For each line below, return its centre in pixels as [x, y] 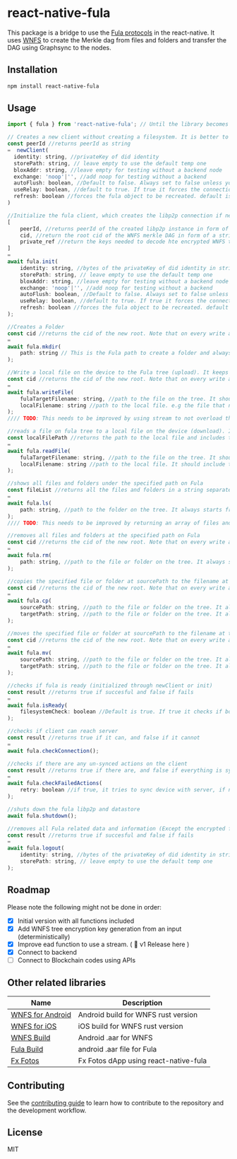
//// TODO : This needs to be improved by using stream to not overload [115, 418]
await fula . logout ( [36, 848]
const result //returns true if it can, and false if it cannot [104, 738]
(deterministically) [44, 936]
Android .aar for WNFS [115, 1037]
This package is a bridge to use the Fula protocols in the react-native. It [111, 33]
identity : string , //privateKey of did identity [86, 157]
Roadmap [29, 890]
